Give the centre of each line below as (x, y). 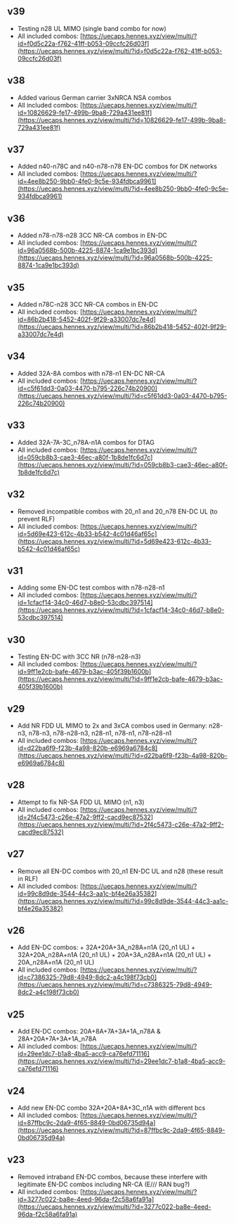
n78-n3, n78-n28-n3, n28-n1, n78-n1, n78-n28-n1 (100, 733)
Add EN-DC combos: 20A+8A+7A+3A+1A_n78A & (89, 1032)
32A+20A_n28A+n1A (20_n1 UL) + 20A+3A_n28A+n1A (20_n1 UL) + (114, 955)
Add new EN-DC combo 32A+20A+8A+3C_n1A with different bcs (111, 1108)
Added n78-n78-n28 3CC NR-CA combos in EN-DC (92, 236)
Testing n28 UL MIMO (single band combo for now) (92, 28)
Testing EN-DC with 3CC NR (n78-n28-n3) (79, 656)
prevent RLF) (36, 519)
